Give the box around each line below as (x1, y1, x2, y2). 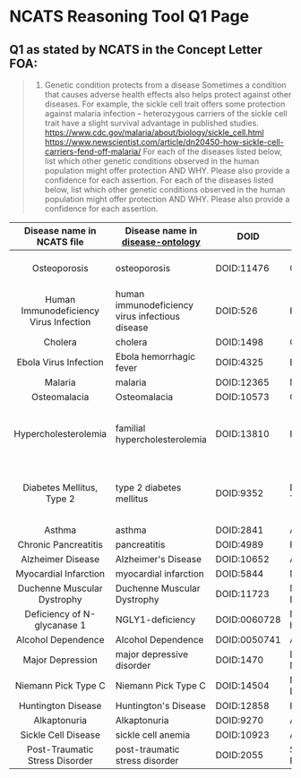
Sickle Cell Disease (20, 729, 101, 740)
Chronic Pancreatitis (17, 539, 103, 551)
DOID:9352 (215, 487, 264, 499)
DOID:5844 (215, 568, 264, 579)
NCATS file (36, 235, 84, 248)
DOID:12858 (215, 700, 271, 712)
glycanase (34, 620, 78, 631)
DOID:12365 (215, 376, 271, 389)
